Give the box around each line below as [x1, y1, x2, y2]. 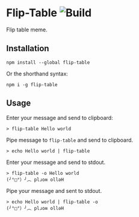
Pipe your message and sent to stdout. [6, 187, 102, 194]
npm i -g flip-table [6, 81, 58, 87]
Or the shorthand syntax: [6, 70, 68, 77]
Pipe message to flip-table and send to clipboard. [6, 136, 134, 143]
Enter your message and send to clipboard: [6, 114, 113, 121]
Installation [6, 43, 49, 54]
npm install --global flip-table [6, 59, 90, 66]
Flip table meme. [6, 26, 48, 33]
